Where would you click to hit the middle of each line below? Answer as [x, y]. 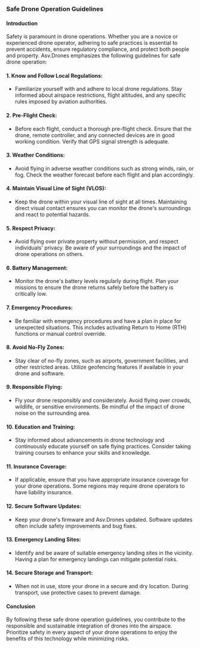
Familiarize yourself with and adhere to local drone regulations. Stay [98, 89]
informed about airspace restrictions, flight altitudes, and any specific [100, 95]
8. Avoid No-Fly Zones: [35, 347]
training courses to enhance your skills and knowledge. [83, 453]
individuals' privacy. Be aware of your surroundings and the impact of [101, 248]
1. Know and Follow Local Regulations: [55, 75]
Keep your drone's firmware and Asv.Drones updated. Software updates [104, 519]
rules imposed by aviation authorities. [61, 102]
